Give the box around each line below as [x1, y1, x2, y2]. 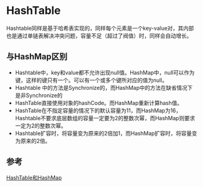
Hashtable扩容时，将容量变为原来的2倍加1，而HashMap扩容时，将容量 [15, 129, 192, 137]
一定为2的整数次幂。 [15, 122, 67, 129]
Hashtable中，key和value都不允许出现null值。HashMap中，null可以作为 [15, 69, 195, 76]
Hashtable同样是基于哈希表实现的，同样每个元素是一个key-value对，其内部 [6, 24, 195, 32]
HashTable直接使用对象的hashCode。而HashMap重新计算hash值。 [15, 99, 183, 106]
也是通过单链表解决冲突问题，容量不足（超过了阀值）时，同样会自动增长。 [6, 32, 192, 39]
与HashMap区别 [6, 52, 68, 62]
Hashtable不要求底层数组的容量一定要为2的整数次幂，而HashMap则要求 [15, 114, 195, 121]
